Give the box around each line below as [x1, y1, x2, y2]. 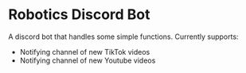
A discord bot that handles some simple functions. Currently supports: [8, 32, 239, 41]
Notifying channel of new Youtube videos [19, 56, 156, 65]
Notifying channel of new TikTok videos [19, 47, 150, 56]
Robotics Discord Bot [8, 6, 150, 24]
